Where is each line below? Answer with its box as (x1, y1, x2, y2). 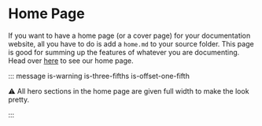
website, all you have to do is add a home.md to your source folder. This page (8, 39, 254, 48)
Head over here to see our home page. (8, 56, 134, 65)
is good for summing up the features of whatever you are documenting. (8, 47, 240, 57)
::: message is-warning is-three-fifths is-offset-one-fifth (8, 71, 190, 80)
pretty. (8, 94, 30, 104)
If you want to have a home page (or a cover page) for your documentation (8, 31, 251, 40)
